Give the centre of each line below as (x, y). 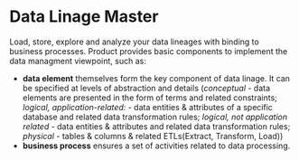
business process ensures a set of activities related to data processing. (156, 146)
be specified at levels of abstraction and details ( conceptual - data (146, 88)
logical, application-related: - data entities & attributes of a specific (148, 107)
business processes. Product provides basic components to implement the (149, 51)
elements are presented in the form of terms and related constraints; (149, 98)
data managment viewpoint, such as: (78, 61)
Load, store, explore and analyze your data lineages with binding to (134, 42)
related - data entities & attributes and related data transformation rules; (156, 126)
